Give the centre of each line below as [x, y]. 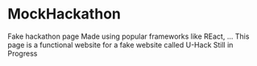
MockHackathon [64, 14]
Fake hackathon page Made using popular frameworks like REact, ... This [128, 36]
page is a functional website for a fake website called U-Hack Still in [120, 44]
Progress [23, 53]
